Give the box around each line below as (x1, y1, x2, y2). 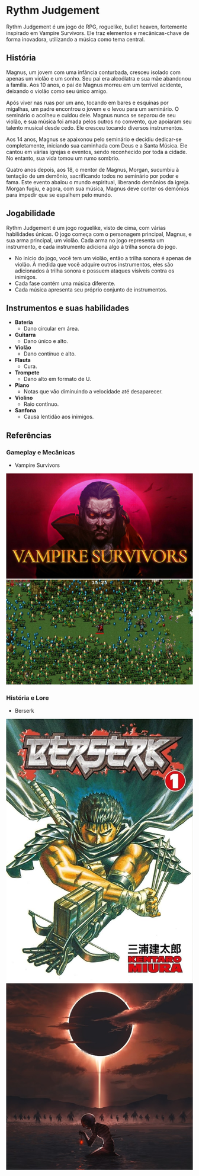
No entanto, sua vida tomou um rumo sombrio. (6, 155, 120, 162)
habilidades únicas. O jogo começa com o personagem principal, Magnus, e (6, 230, 192, 238)
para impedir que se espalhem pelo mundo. (6, 191, 113, 198)
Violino (14, 395, 33, 402)
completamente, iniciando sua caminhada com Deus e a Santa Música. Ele (6, 142, 188, 149)
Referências (6, 430, 52, 440)
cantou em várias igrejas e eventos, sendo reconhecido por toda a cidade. (6, 148, 188, 155)
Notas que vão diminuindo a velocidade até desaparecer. (23, 388, 163, 395)
